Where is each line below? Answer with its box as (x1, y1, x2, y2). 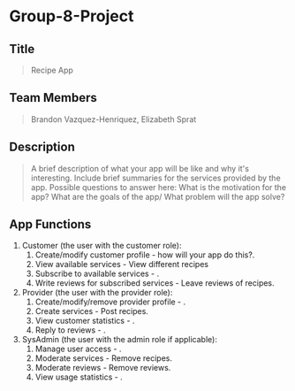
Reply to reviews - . (34, 325, 106, 335)
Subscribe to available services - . (34, 268, 160, 280)
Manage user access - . (34, 343, 122, 355)
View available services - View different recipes (34, 259, 209, 270)
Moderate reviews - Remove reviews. (34, 363, 171, 373)
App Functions (9, 217, 92, 232)
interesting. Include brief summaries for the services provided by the (30, 172, 281, 183)
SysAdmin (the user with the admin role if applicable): (21, 334, 218, 345)
